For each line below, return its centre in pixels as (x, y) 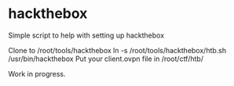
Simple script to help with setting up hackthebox (86, 35)
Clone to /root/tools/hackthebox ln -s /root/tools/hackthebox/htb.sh (117, 50)
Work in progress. (37, 73)
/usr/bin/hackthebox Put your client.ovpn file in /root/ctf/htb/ (106, 59)
